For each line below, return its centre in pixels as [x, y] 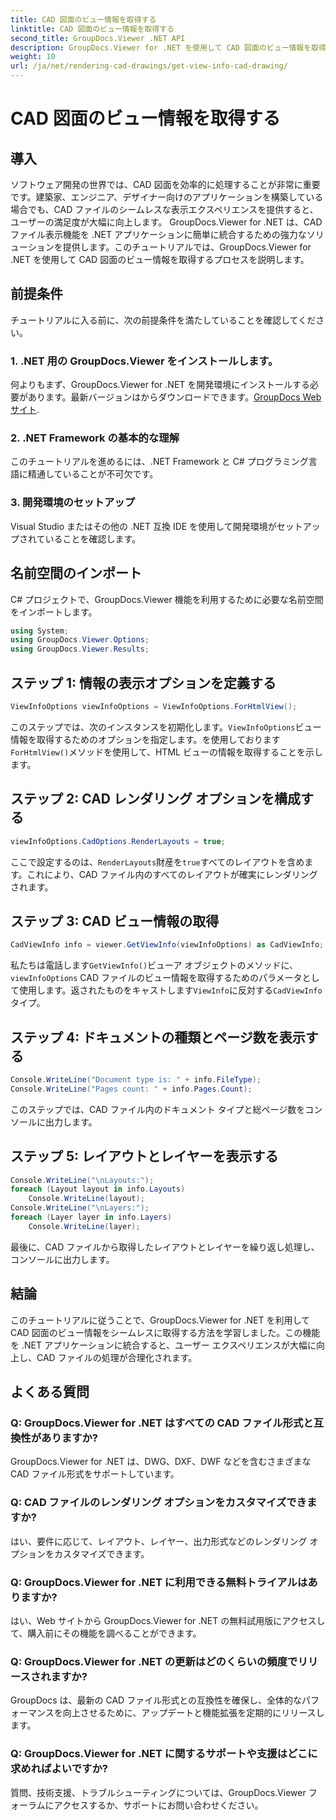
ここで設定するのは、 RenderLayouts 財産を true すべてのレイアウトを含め [157, 862]
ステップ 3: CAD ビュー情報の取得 [115, 921]
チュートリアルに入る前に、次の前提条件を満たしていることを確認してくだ [163, 320]
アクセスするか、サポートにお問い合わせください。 [158, 1805]
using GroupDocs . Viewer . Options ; [80, 640]
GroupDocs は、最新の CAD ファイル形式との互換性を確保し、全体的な [156, 1700]
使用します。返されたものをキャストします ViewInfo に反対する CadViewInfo [170, 990]
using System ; [40, 631]
